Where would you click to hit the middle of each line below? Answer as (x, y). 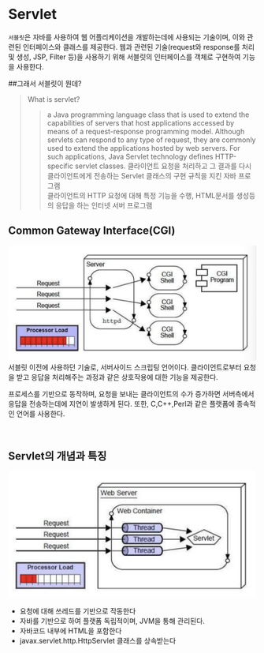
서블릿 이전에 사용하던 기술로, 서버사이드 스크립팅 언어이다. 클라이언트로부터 (125, 367)
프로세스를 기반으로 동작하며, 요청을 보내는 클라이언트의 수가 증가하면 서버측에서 (131, 394)
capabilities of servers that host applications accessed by (141, 122)
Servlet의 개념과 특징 (58, 456)
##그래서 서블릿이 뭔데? (45, 83)
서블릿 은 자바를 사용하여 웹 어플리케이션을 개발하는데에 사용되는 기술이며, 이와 (127, 37)
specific (60, 166)
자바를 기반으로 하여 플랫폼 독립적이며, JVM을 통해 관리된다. (112, 621)
